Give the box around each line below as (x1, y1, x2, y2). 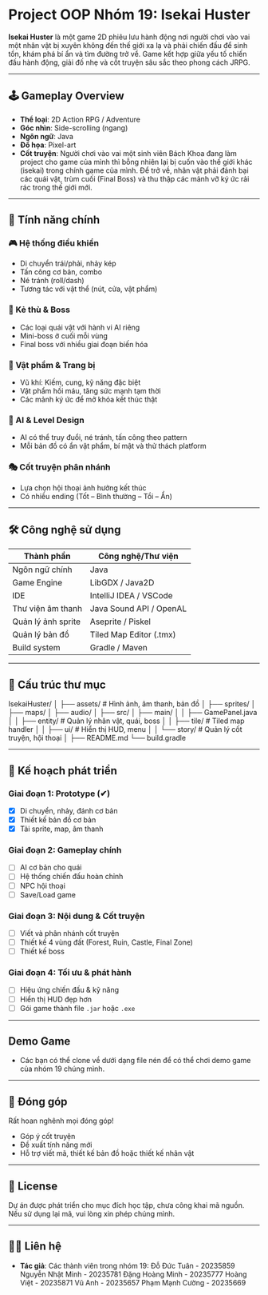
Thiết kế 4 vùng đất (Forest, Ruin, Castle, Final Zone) (19, 937, 194, 947)
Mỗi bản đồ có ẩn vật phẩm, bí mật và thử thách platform (19, 442, 207, 451)
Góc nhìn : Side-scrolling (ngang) (19, 122, 128, 133)
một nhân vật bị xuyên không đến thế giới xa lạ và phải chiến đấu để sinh (8, 40, 248, 50)
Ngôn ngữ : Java (19, 131, 74, 141)
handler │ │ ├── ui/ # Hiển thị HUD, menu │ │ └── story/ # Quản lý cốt (8, 725, 242, 734)
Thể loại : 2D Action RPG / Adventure (19, 114, 141, 124)
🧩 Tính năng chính (8, 214, 100, 227)
